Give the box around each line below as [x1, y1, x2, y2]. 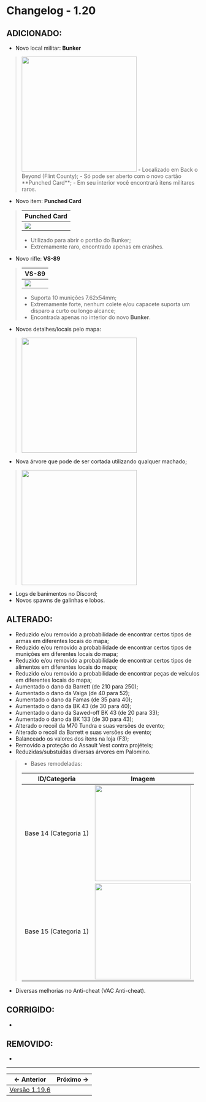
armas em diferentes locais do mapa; [15, 637, 109, 644]
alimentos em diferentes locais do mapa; [15, 663, 118, 671]
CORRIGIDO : [6, 1004, 55, 1015]
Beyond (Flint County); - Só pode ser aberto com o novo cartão [21, 172, 182, 180]
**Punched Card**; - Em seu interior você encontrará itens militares [21, 179, 195, 186]
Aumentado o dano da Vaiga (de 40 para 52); [15, 689, 130, 696]
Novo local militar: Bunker [15, 44, 82, 52]
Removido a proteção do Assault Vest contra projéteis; [15, 741, 153, 749]
